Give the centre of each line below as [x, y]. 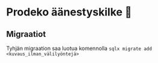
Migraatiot [26, 34]
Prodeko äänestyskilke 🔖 [69, 12]
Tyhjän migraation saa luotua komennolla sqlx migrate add [79, 48]
